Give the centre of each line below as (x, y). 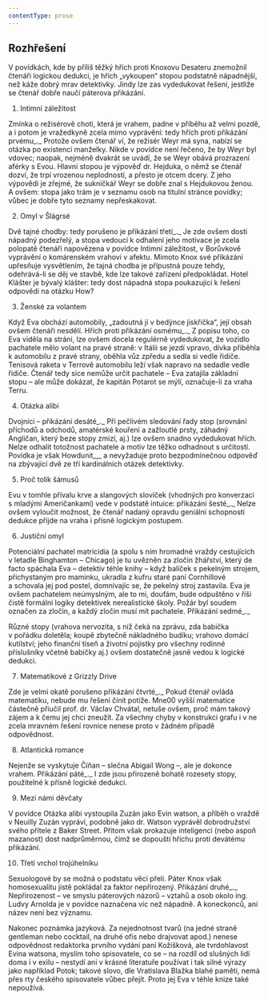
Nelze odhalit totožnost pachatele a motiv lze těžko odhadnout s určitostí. (129, 447)
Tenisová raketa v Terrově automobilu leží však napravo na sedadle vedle (129, 365)
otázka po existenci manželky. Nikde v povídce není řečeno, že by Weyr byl (132, 150)
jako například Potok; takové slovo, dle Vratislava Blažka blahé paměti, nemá (134, 971)
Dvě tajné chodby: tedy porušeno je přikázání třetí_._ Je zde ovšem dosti (128, 232)
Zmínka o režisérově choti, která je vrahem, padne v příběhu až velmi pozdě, (134, 124)
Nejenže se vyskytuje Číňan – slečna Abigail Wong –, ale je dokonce (120, 765)
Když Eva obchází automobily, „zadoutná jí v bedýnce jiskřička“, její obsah (130, 322)
